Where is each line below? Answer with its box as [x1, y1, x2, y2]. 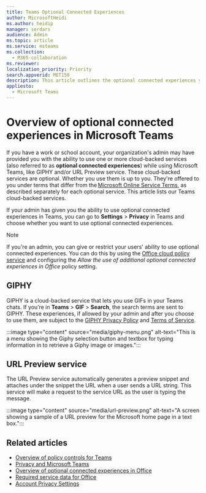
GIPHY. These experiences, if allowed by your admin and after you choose [6, 309, 194, 317]
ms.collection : [6, 49, 45, 55]
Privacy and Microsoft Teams [15, 460, 90, 468]
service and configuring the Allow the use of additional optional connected [6, 256, 196, 263]
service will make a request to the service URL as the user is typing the [6, 388, 186, 396]
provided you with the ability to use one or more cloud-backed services [6, 155, 187, 163]
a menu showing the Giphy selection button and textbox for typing [6, 335, 174, 342]
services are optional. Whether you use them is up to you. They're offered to [6, 174, 199, 182]
